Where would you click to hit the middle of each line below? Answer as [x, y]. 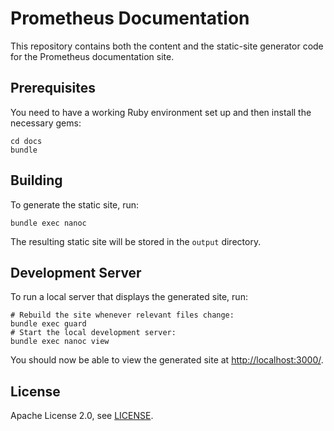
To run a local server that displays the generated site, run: [129, 297]
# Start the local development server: [93, 333]
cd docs [26, 141]
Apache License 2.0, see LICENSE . [82, 416]
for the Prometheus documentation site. [92, 56]
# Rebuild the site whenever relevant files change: [122, 315]
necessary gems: [46, 123]
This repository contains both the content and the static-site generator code [167, 46]
